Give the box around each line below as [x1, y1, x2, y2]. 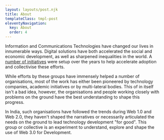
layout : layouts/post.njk [5, 7, 58, 12]
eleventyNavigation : [5, 20, 47, 26]
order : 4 [9, 30, 27, 35]
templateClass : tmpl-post [5, 16, 58, 21]
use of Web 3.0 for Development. [5, 130, 72, 135]
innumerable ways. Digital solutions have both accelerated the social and [5, 48, 153, 54]
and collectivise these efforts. [5, 64, 65, 70]
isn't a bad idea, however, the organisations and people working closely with [5, 89, 160, 95]
